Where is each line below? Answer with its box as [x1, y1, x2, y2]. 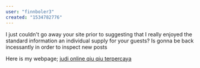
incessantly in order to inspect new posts [5, 43, 108, 51]
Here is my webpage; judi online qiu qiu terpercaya [5, 55, 132, 62]
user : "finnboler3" [5, 8, 55, 15]
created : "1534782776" [5, 14, 62, 20]
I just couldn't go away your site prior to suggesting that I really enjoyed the [5, 30, 193, 38]
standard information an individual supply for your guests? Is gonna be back [5, 37, 194, 44]
